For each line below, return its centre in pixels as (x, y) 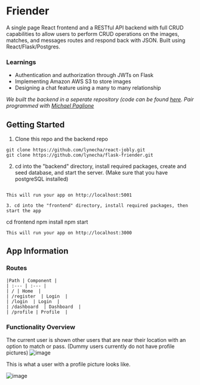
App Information (37, 251)
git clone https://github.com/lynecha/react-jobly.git (76, 150)
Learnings (21, 62)
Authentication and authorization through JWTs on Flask (84, 75)
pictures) (17, 353)
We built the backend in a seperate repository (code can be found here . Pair (100, 99)
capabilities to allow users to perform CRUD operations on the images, (93, 33)
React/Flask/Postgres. (33, 47)
